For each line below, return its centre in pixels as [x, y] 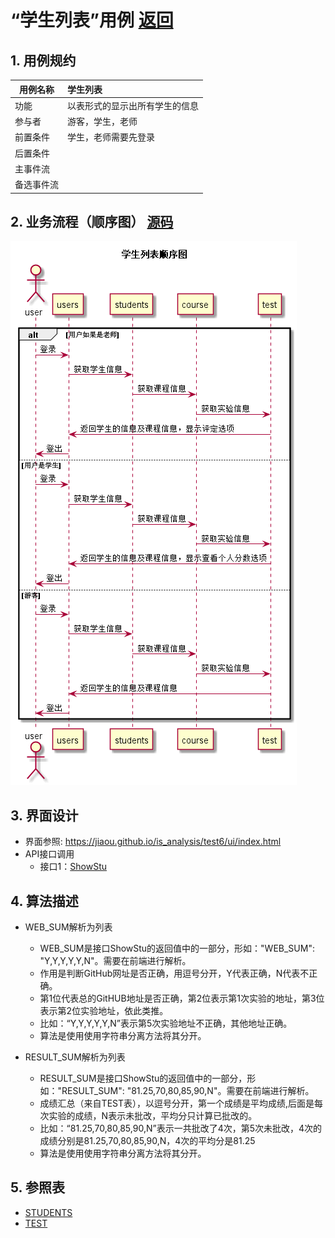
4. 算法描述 [44, 901]
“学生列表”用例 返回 [92, 20]
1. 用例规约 [43, 60]
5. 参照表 [37, 1187]
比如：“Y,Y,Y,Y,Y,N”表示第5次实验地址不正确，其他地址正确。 [166, 1023]
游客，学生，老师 [102, 121]
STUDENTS [48, 1212]
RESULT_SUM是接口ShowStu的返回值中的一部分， [143, 1078]
